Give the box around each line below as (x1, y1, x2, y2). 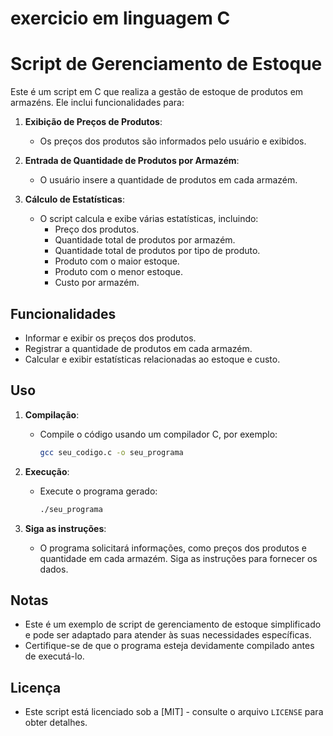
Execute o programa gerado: (39, 485, 158, 497)
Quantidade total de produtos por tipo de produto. (54, 245, 261, 257)
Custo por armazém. (54, 277, 140, 289)
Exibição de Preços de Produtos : (24, 116, 163, 128)
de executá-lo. (24, 650, 85, 662)
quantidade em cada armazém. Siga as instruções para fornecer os (39, 552, 318, 564)
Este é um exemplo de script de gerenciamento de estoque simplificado (24, 618, 322, 631)
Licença (10, 679, 62, 696)
